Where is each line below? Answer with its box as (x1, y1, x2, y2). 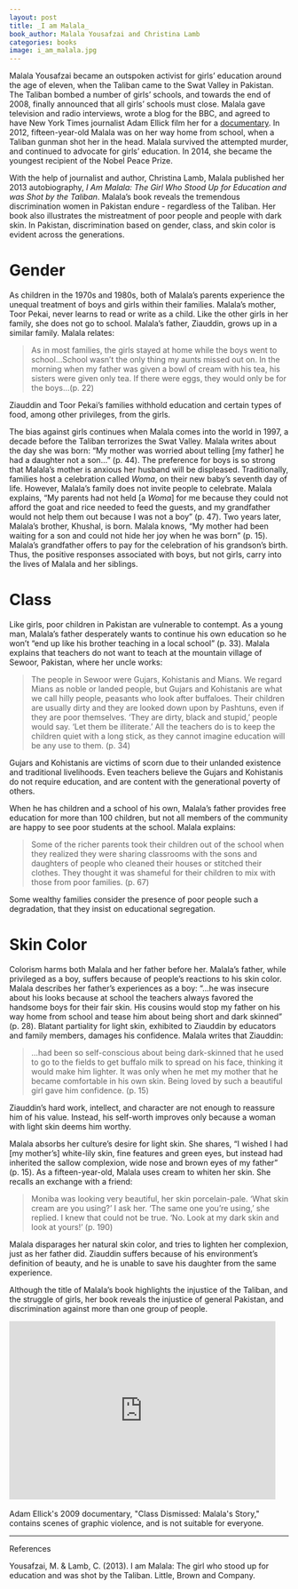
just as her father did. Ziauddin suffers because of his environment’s (9, 1248, 259, 1258)
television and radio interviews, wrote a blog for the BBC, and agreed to (9, 108, 271, 119)
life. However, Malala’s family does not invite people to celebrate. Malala (9, 483, 272, 494)
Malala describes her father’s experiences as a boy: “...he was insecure (9, 983, 270, 994)
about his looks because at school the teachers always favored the (9, 992, 254, 1002)
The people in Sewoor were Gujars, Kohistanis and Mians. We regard (30, 675, 282, 684)
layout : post (9, 12, 58, 22)
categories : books (9, 37, 77, 47)
